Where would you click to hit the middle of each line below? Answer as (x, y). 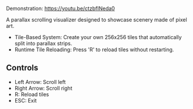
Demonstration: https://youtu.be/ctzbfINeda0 (61, 8)
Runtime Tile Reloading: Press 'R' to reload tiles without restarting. (94, 50)
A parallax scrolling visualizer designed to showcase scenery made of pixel (96, 20)
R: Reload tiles (32, 94)
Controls (22, 68)
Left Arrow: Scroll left (40, 82)
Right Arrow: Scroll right (43, 88)
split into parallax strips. (43, 43)
